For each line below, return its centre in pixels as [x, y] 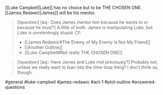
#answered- [144, 82]
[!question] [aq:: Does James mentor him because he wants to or [82, 22]
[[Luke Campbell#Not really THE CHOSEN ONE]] [73, 52]
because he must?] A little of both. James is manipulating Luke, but [85, 27]
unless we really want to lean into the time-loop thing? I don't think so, [88, 67]
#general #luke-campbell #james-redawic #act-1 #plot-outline [68, 82]
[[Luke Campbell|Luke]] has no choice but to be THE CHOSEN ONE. [73, 8]
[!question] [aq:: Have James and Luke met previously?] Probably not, [87, 62]
